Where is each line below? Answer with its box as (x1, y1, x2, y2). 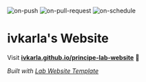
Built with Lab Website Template (7, 66, 98, 75)
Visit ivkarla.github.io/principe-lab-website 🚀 (7, 53, 140, 61)
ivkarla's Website (7, 31, 109, 46)
